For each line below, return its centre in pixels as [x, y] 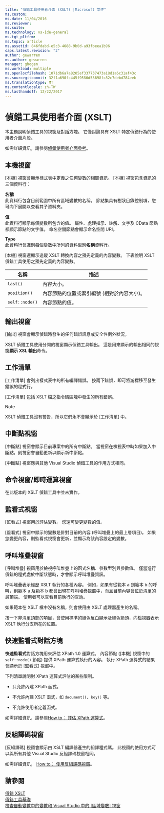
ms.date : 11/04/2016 [26, 19]
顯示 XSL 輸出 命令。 [30, 350]
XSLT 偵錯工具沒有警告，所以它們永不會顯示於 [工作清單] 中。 [67, 417]
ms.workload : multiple [28, 69]
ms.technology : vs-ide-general [37, 32]
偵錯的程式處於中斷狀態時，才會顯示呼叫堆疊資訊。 [56, 574]
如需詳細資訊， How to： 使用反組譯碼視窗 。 [50, 764]
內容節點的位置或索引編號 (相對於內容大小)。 [94, 293]
